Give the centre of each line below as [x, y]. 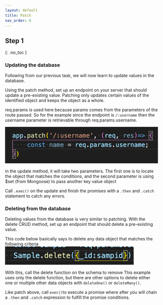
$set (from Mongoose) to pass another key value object [61, 182]
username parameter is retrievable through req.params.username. [71, 120]
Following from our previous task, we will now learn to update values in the [80, 76]
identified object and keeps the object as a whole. [55, 101]
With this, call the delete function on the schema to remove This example [78, 272]
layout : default [21, 10]
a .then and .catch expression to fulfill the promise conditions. [67, 297]
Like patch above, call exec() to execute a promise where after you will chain [81, 292]
